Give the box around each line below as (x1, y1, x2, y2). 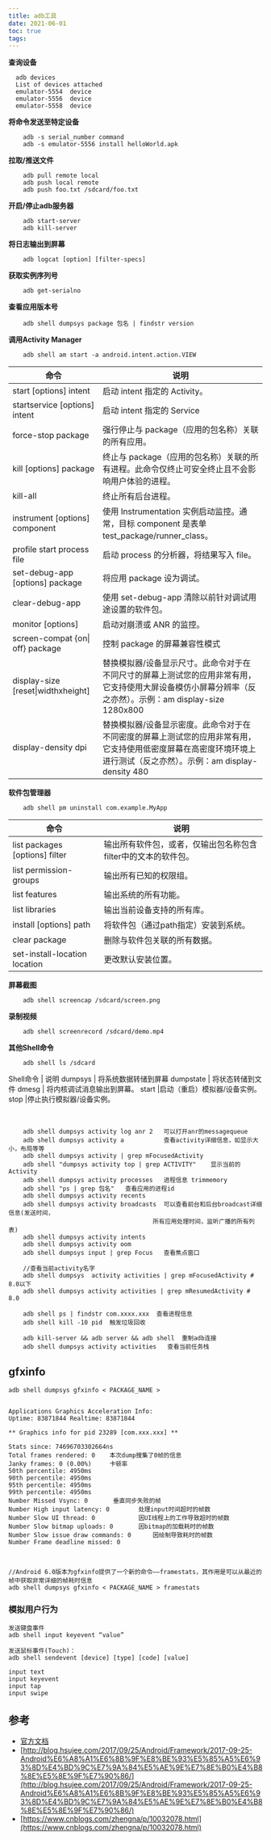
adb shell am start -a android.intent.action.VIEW (23, 351, 197, 360)
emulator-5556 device (15, 95, 92, 103)
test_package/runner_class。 (102, 530, 214, 541)
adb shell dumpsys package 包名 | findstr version (23, 320, 194, 328)
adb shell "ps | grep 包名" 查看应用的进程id (23, 1185, 175, 1193)
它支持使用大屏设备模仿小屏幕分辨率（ (102, 682, 248, 693)
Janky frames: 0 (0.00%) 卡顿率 (8, 1460, 128, 1468)
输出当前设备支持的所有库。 (103, 904, 210, 916)
